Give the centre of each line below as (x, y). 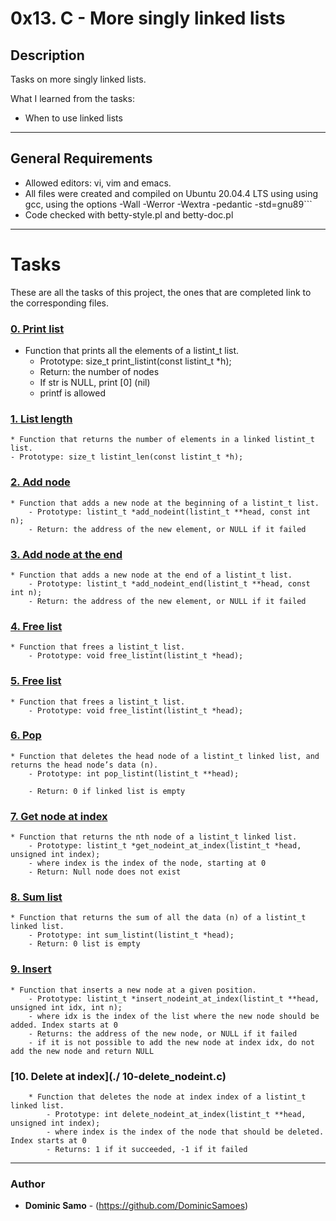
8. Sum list (36, 897)
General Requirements (81, 158)
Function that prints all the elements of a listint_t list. (132, 351)
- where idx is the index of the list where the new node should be (174, 1016)
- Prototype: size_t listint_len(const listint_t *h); (127, 457)
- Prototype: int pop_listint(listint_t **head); (134, 773)
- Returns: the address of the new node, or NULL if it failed (163, 1033)
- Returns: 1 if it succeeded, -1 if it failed (147, 1150)
